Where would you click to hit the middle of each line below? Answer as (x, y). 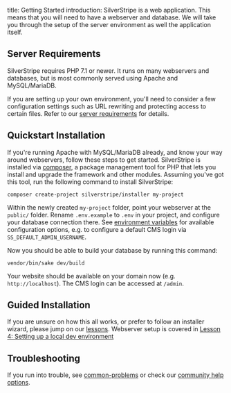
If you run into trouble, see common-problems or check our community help (115, 375)
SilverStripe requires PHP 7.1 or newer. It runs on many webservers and (108, 70)
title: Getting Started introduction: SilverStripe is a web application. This (109, 10)
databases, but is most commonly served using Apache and (93, 78)
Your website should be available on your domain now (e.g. (91, 276)
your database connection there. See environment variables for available (111, 222)
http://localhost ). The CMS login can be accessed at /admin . (96, 283)
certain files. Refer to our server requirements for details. (88, 113)
